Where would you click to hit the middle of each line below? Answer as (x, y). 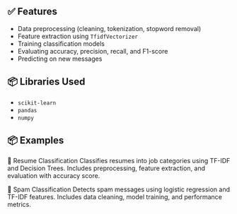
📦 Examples (36, 141)
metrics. (19, 205)
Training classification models (61, 43)
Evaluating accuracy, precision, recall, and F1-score (93, 51)
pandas (27, 110)
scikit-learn (37, 103)
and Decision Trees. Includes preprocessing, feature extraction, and (106, 168)
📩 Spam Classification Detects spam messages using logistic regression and (118, 189)
